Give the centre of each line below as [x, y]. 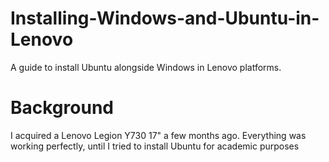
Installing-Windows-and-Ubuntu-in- [165, 18]
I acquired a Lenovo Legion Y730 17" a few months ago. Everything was [158, 135]
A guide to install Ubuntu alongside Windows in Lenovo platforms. [146, 67]
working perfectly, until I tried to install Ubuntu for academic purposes [155, 146]
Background [62, 108]
